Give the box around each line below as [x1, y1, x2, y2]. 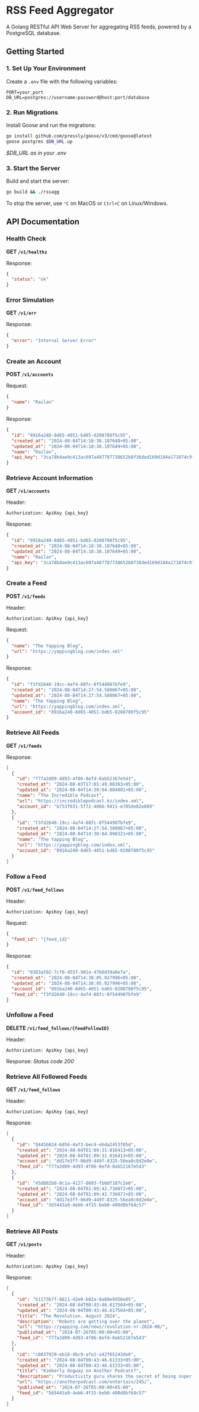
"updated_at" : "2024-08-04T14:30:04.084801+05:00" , [17, 787, 147, 793]
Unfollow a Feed [6, 1011, 54, 1019]
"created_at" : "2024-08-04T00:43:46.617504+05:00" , [17, 1302, 147, 1308]
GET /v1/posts [6, 1241, 43, 1248]
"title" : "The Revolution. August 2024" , [17, 1313, 120, 1319]
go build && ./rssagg [6, 189, 60, 195]
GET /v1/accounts [6, 487, 50, 494]
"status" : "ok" [11, 276, 49, 282]
